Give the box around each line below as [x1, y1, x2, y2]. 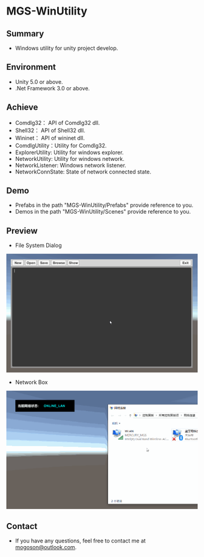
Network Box [15, 378, 48, 386]
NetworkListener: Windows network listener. [15, 161, 126, 169]
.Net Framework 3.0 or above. [15, 84, 90, 92]
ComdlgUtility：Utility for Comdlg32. [15, 141, 107, 149]
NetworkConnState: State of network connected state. [15, 168, 152, 175]
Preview [6, 226, 38, 236]
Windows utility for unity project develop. [15, 44, 118, 52]
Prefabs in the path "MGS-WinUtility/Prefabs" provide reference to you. [15, 201, 194, 209]
